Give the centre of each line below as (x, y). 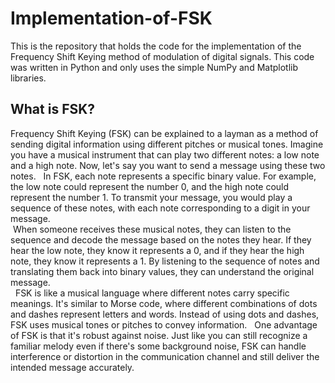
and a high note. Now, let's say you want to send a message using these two (168, 165)
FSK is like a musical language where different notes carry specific (152, 293)
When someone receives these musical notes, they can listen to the (152, 229)
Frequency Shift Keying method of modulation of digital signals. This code (162, 56)
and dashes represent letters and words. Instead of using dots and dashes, (165, 314)
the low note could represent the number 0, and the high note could (150, 186)
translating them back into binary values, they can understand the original (162, 271)
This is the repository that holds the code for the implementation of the (156, 46)
